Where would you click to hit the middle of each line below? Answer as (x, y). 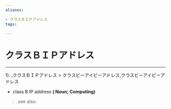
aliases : (15, 10)
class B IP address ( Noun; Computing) (54, 92)
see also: (27, 101)
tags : (11, 24)
